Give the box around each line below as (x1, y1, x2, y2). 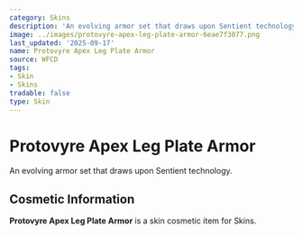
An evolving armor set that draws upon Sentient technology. (9, 166, 233, 176)
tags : (9, 64, 30, 73)
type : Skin (9, 96, 50, 106)
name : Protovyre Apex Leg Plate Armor (9, 47, 155, 56)
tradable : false (9, 88, 70, 97)
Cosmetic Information (9, 191, 135, 207)
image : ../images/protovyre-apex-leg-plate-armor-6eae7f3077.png (9, 30, 260, 39)
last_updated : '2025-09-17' (9, 38, 115, 48)
